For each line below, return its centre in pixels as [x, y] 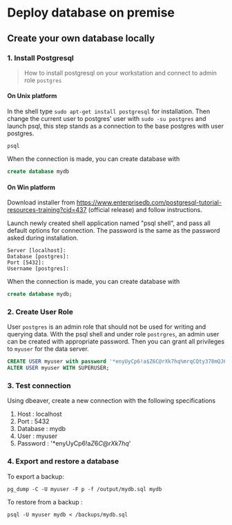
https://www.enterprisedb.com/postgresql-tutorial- [149, 202]
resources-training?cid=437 [47, 210]
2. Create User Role [40, 312]
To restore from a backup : [45, 502]
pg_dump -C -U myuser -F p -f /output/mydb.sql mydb [85, 489]
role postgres [43, 80]
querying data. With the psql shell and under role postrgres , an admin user [113, 334]
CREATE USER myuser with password [57, 362]
